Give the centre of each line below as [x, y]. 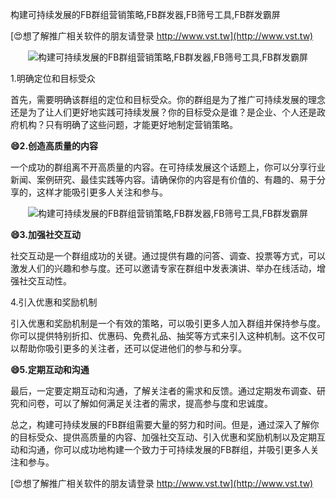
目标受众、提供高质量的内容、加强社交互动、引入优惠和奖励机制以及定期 [167, 437]
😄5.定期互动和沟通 [50, 369]
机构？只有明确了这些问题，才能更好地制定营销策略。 [128, 124]
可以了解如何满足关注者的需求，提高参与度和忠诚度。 [163, 403]
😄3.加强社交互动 [46, 234]
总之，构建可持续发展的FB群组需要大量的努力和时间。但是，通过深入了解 [160, 424]
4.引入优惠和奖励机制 [54, 302]
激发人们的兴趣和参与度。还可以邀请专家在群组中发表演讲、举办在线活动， [163, 268]
